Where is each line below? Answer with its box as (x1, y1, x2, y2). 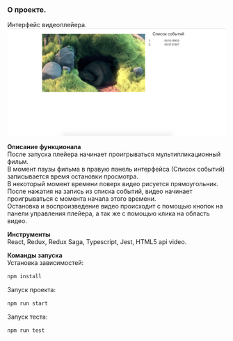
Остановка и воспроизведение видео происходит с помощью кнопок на (7, 202, 223, 211)
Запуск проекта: (7, 286, 56, 294)
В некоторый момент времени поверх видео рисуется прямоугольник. (7, 180, 219, 188)
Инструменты (7, 230, 51, 238)
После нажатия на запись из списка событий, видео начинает (7, 187, 193, 196)
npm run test (7, 327, 45, 334)
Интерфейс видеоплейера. (7, 21, 87, 29)
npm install (7, 273, 42, 280)
